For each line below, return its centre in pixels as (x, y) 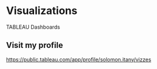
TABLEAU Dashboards (33, 27)
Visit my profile (35, 45)
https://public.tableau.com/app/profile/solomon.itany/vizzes (79, 59)
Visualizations (42, 11)
